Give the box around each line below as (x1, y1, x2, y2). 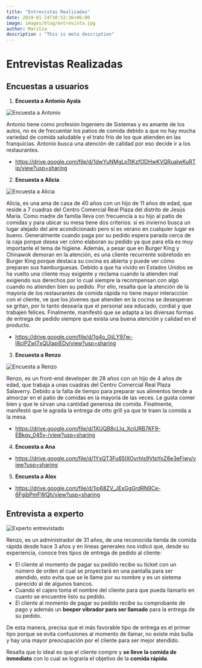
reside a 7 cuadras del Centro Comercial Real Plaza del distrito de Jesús (6, 206, 186, 213)
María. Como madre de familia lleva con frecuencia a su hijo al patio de (6, 213, 183, 220)
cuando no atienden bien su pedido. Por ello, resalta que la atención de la (6, 283, 189, 291)
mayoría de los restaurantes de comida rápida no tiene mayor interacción (6, 289, 188, 297)
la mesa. (6, 413, 27, 420)
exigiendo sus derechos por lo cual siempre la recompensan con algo (6, 277, 179, 284)
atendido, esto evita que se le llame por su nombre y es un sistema (14, 573, 181, 580)
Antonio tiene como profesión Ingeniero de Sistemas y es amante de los (6, 121, 185, 128)
